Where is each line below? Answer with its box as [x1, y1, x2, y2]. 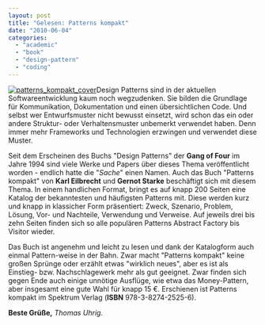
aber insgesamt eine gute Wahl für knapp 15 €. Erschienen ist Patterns [8, 284, 237, 293]
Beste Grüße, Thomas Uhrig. [8, 308, 104, 317]
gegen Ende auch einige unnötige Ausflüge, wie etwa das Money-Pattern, [8, 275, 249, 285]
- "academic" [15, 41, 59, 49]
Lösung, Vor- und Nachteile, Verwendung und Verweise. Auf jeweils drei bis [8, 209, 256, 219]
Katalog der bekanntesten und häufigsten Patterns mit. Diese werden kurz [8, 193, 250, 202]
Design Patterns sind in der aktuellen [96, 85, 216, 94]
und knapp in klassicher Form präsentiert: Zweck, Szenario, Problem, [8, 201, 233, 211]
